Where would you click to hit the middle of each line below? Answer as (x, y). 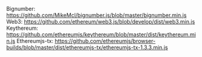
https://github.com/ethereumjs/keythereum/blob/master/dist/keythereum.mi (101, 35)
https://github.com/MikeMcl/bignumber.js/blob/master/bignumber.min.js (96, 15)
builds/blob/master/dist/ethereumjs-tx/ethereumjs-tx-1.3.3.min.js (87, 47)
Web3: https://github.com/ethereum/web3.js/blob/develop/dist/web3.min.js (101, 22)
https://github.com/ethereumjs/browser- (105, 41)
